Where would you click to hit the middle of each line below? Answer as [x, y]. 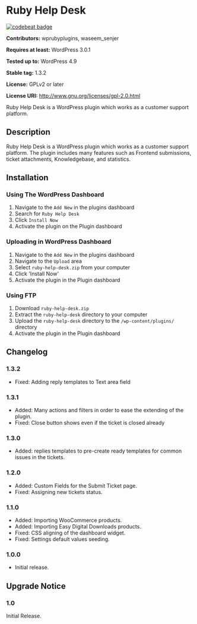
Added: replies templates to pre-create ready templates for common [98, 451]
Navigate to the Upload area [48, 261]
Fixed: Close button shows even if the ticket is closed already [90, 423]
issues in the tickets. [40, 457]
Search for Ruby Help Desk [47, 214]
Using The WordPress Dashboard [55, 195]
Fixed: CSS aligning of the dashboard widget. [70, 533]
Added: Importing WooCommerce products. [68, 520]
